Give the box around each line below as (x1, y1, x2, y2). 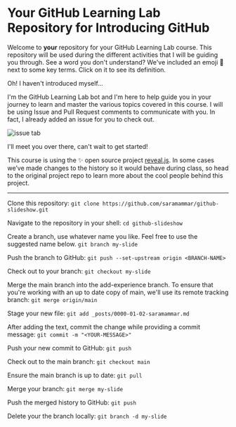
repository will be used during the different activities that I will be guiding (7, 51, 218, 59)
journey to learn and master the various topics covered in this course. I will (7, 100, 223, 108)
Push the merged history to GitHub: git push (7, 398, 137, 407)
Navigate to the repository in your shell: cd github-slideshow (7, 218, 183, 227)
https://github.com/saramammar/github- (102, 200, 219, 207)
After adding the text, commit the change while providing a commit (7, 322, 201, 331)
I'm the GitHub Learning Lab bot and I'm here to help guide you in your (7, 93, 212, 101)
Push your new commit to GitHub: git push (7, 343, 132, 352)
